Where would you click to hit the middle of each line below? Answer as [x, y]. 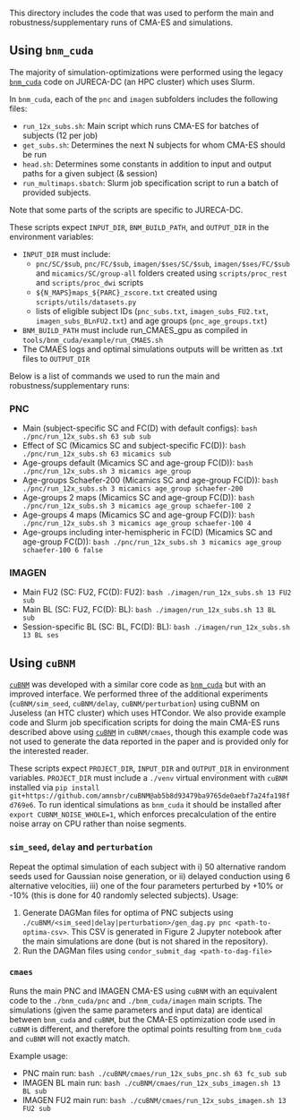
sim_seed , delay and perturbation [81, 847]
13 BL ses [41, 636]
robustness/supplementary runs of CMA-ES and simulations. [121, 22]
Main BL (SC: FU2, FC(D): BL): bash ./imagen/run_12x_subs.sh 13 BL [149, 610]
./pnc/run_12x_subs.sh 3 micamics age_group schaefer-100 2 [137, 506]
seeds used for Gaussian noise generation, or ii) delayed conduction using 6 [150, 876]
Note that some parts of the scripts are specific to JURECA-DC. [126, 209]
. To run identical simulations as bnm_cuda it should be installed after [157, 805]
